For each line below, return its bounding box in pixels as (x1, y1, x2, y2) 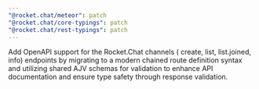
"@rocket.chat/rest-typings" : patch (8, 26, 128, 34)
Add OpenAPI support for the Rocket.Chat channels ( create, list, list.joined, (8, 48, 252, 57)
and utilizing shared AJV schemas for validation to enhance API (8, 64, 213, 73)
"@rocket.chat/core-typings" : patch (8, 19, 128, 27)
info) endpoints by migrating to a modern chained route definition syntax (8, 55, 243, 65)
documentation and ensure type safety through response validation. (8, 72, 228, 82)
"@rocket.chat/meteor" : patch (8, 11, 108, 20)
